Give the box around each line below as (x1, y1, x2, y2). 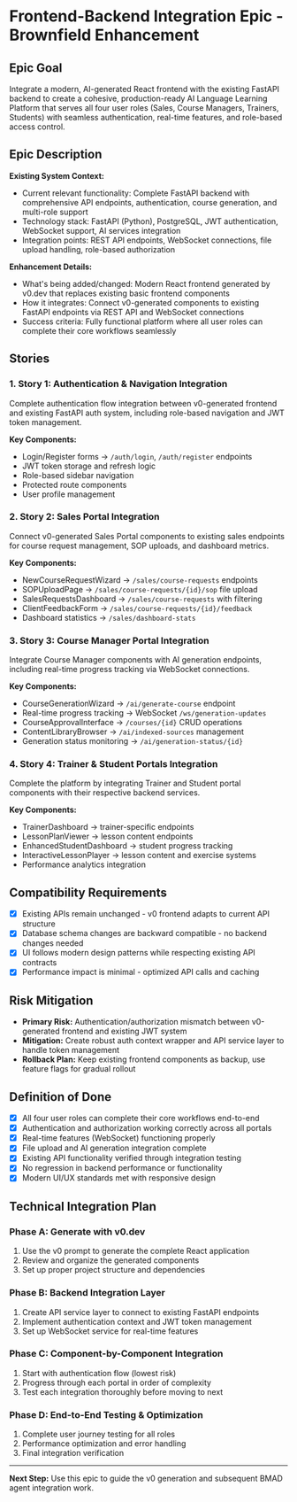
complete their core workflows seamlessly (21, 325, 177, 336)
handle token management (21, 1045, 120, 1056)
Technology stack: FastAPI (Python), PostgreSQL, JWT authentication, (21, 215, 278, 227)
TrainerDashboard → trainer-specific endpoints (21, 822, 194, 832)
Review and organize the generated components (21, 1255, 200, 1266)
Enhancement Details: (9, 261, 93, 272)
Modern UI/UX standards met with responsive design (21, 1173, 217, 1183)
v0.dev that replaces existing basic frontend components (21, 288, 230, 298)
